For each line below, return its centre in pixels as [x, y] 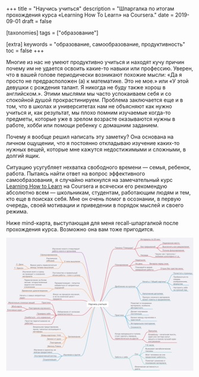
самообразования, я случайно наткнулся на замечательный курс [90, 180]
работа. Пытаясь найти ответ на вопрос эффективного [76, 174]
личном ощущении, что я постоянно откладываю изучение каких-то [93, 143]
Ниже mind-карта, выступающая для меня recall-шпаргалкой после [92, 223]
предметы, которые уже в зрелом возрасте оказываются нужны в [91, 119]
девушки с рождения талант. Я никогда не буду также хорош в [86, 87]
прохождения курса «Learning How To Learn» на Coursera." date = [90, 15]
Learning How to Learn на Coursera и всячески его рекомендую [87, 186]
